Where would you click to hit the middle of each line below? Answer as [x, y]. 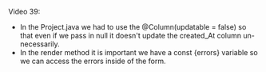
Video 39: [24, 12]
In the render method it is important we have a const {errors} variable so [139, 52]
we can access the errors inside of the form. [93, 61]
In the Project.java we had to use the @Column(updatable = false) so [133, 27]
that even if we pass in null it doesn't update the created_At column [131, 36]
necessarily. [40, 44]
